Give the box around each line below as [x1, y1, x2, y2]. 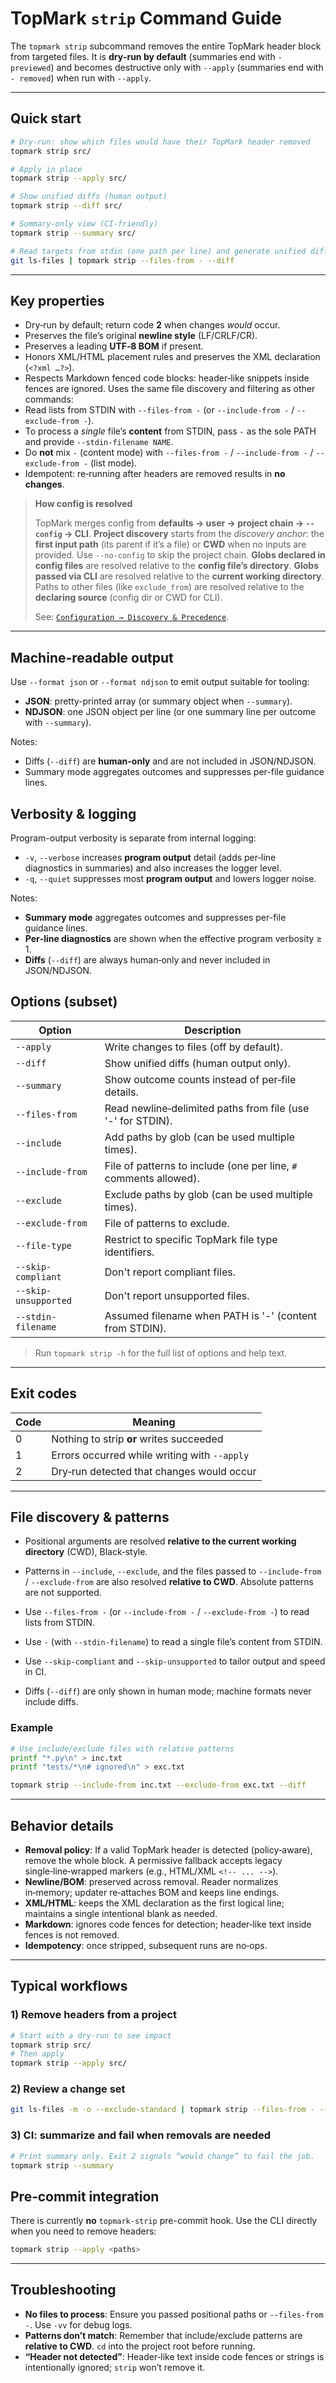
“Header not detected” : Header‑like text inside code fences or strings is [24, 2350, 325, 2362]
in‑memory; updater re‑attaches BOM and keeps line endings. [24, 1886, 280, 1898]
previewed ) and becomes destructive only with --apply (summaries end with [10, 61, 324, 73]
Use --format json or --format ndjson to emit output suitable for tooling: [10, 676, 310, 688]
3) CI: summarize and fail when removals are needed [10, 2128, 272, 2142]
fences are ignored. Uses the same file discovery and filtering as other [24, 383, 316, 395]
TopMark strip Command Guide [10, 7, 282, 30]
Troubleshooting [10, 2282, 117, 2299]
